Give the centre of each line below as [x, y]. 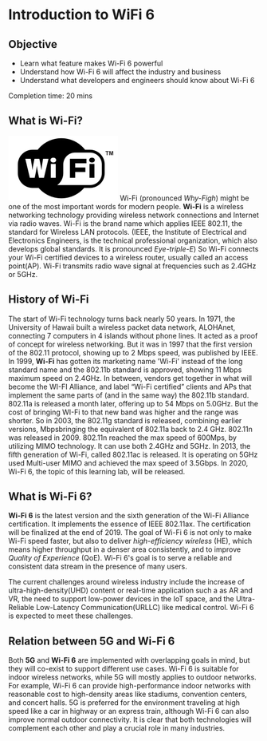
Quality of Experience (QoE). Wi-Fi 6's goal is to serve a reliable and [120, 558]
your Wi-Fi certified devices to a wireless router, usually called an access [128, 257]
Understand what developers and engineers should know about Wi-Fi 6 [137, 80]
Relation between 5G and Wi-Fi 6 [92, 641]
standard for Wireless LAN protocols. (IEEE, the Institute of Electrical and [128, 232]
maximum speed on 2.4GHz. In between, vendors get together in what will [130, 378]
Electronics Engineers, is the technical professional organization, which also [133, 240]
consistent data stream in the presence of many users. [98, 567]
